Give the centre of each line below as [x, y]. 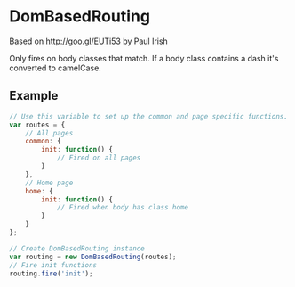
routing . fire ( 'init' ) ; [51, 274]
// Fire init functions [53, 265]
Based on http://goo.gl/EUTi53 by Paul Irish [89, 41]
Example [34, 96]
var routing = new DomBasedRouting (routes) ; [93, 257]
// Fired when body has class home [123, 208]
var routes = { [37, 125]
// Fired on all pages [99, 158]
